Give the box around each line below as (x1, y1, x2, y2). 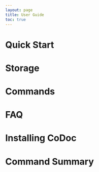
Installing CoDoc (5, 132, 77, 144)
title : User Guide (5, 12, 44, 17)
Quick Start (5, 39, 54, 51)
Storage (5, 62, 40, 74)
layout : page (5, 7, 33, 13)
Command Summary (5, 156, 94, 167)
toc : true (5, 17, 26, 22)
